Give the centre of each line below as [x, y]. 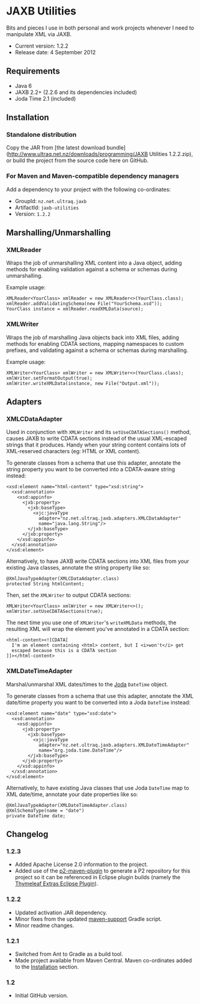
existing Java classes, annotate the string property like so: [78, 568]
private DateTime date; [36, 816]
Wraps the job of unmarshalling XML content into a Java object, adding [94, 263]
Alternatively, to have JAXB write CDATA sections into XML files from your [98, 561]
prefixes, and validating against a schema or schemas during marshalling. [97, 350]
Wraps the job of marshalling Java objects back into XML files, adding [92, 337]
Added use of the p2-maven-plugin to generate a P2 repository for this [102, 871]
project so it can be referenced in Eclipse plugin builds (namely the [98, 877]
